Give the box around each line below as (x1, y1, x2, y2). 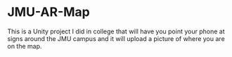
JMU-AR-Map (7, 4, 90, 20)
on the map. (7, 42, 42, 50)
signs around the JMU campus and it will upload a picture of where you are (7, 34, 225, 42)
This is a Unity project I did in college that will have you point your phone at (7, 27, 225, 35)
